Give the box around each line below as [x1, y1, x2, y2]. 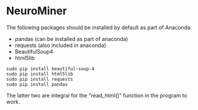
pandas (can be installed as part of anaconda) [14, 35, 128, 42]
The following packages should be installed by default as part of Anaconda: [6, 24, 192, 31]
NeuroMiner [6, 4, 67, 18]
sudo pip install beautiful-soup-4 [6, 65, 95, 72]
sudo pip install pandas [6, 81, 68, 87]
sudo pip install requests [6, 76, 73, 82]
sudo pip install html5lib [6, 71, 73, 77]
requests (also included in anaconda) [14, 42, 106, 49]
